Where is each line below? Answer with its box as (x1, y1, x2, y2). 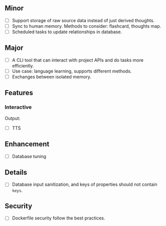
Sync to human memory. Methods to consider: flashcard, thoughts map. (12, 23, 161, 29)
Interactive (5, 104, 32, 111)
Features (5, 89, 33, 97)
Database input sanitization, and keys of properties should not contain (12, 181, 157, 188)
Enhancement (5, 140, 50, 148)
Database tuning (12, 153, 46, 159)
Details (5, 168, 27, 177)
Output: (5, 115, 21, 121)
